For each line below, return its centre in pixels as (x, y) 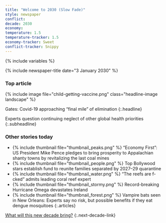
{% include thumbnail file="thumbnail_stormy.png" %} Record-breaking (86, 185)
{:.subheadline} (21, 124)
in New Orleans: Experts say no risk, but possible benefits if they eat (82, 200)
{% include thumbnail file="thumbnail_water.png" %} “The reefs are (82, 174)
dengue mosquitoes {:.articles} (44, 206)
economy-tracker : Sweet (30, 42)
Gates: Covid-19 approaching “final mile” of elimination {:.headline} (74, 109)
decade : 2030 (19, 24)
